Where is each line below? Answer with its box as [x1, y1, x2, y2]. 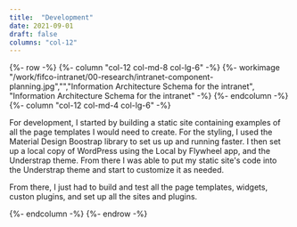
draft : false [9, 29, 58, 38]
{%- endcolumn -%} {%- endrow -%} [9, 208, 148, 219]
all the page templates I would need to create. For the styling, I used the [9, 126, 273, 138]
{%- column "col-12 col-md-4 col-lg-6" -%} [9, 100, 171, 111]
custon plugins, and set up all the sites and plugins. [9, 191, 198, 202]
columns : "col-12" [9, 37, 78, 47]
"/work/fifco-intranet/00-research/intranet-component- [9, 72, 214, 83]
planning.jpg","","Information [9, 81, 114, 92]
